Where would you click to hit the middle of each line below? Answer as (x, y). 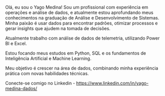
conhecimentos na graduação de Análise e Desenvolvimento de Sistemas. (82, 18)
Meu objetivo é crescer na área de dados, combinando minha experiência (82, 68)
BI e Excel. (16, 43)
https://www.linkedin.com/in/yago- (112, 83)
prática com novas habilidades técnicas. (47, 73)
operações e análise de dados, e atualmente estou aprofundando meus (79, 12)
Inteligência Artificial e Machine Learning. (48, 58)
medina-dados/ (21, 88)
